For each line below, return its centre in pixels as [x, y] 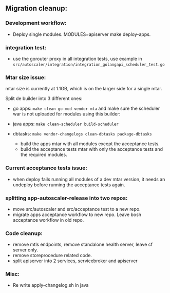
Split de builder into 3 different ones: [44, 99]
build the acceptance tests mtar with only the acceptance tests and [92, 149]
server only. [25, 250]
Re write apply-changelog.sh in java [51, 285]
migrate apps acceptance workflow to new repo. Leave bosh [77, 214]
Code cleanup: [24, 233]
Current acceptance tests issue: [46, 168]
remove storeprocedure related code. [52, 256]
